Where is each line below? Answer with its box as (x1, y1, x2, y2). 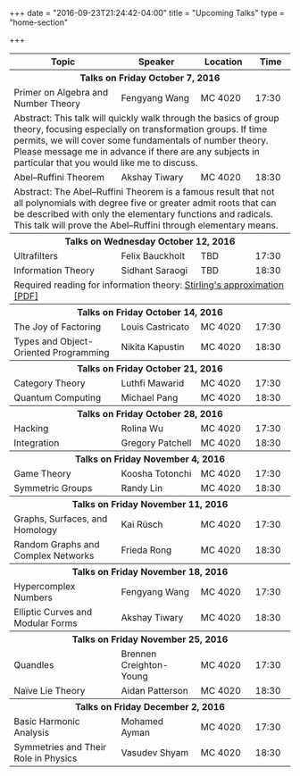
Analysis (13, 727, 50, 738)
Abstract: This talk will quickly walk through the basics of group (13, 112, 279, 124)
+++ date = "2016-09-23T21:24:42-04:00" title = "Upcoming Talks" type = (9, 8, 286, 18)
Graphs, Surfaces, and (13, 513, 108, 525)
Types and (13, 335, 58, 347)
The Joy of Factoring (13, 321, 102, 333)
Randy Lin (121, 482, 163, 494)
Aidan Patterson (121, 685, 189, 697)
